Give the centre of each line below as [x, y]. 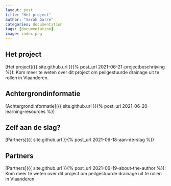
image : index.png [24, 34]
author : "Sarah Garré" [29, 19]
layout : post [19, 10]
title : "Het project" [28, 15]
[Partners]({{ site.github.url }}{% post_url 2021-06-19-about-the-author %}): [86, 168]
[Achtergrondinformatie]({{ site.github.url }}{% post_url [63, 106]
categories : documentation [34, 24]
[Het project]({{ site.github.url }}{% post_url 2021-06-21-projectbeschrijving [85, 66]
